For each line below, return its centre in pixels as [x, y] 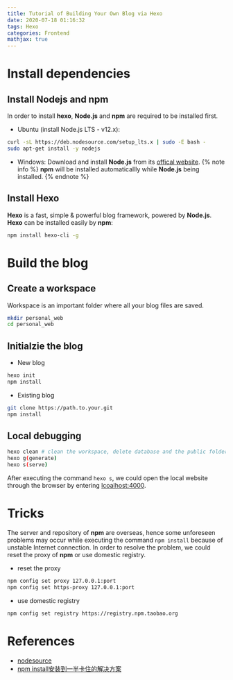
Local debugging [44, 436]
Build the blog [48, 263]
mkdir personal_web [35, 318]
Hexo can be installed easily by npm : [60, 222]
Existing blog [36, 395]
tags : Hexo [23, 26]
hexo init [21, 375]
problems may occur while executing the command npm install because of [115, 540]
